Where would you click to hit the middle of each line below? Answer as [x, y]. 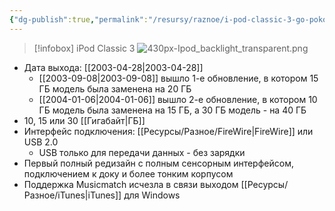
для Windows [152, 195]
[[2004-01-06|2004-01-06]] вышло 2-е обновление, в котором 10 [178, 99]
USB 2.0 [41, 142]
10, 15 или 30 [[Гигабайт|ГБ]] [84, 120]
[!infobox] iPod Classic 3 [84, 48]
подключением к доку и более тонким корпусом [128, 173]
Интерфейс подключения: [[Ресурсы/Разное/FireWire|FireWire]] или [168, 131]
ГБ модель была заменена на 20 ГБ [115, 88]
